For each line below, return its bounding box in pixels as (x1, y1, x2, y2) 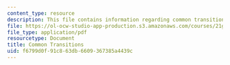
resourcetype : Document (7, 35, 75, 42)
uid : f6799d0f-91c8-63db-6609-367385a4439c (7, 48, 133, 55)
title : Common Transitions (7, 41, 84, 48)
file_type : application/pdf (7, 28, 88, 36)
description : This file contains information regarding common (7, 16, 192, 23)
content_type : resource (7, 9, 75, 17)
